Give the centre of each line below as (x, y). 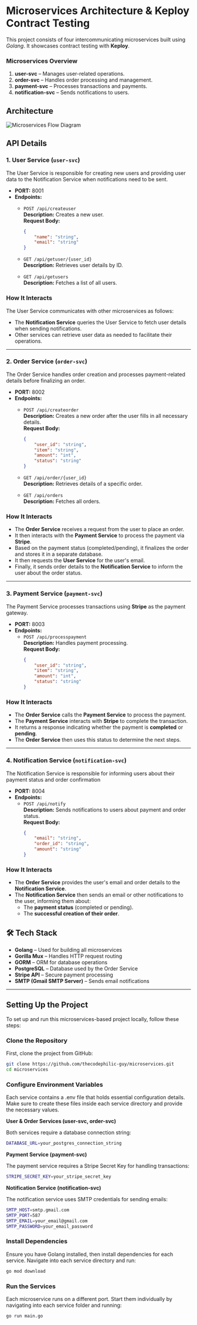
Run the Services (31, 1286)
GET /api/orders (43, 496)
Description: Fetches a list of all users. (70, 283)
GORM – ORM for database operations (61, 962)
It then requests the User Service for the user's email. (80, 560)
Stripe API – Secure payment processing (64, 975)
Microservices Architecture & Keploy (98, 11)
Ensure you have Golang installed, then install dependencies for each (90, 1254)
